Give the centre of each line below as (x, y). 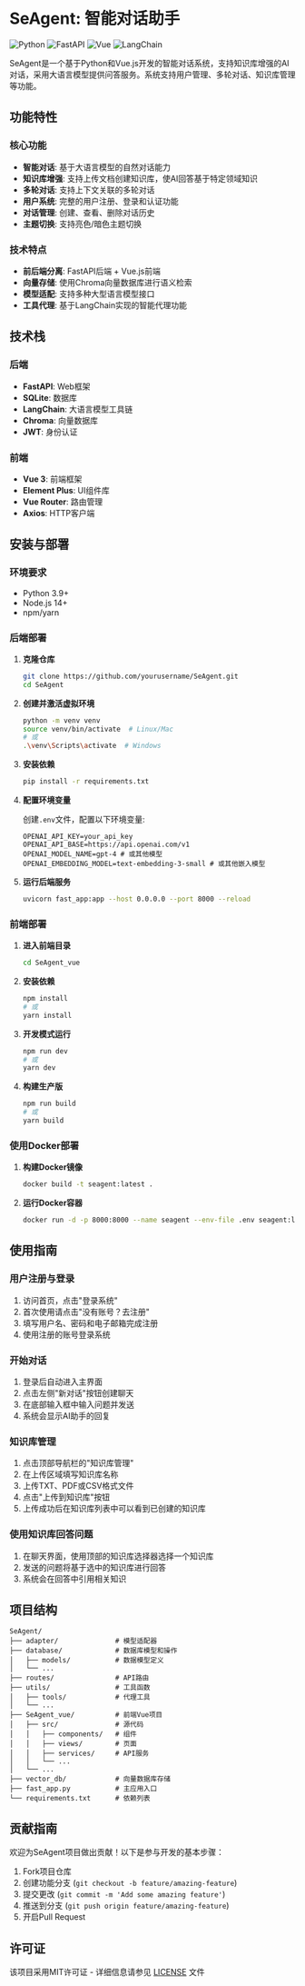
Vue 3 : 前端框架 (52, 479)
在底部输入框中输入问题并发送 (78, 1404)
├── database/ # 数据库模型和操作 (93, 1651)
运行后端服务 (46, 882)
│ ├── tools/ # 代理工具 (80, 1697)
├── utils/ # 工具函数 (80, 1688)
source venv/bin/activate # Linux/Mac (98, 729)
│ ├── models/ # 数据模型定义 (87, 1661)
